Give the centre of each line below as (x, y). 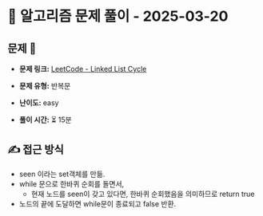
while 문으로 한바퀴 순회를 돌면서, (72, 183)
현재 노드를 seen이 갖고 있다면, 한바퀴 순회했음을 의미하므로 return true (143, 194)
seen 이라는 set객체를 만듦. (62, 174)
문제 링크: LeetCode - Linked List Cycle (83, 69)
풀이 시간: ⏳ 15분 (46, 120)
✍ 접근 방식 (36, 149)
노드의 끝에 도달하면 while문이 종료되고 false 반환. (98, 203)
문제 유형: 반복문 (45, 86)
